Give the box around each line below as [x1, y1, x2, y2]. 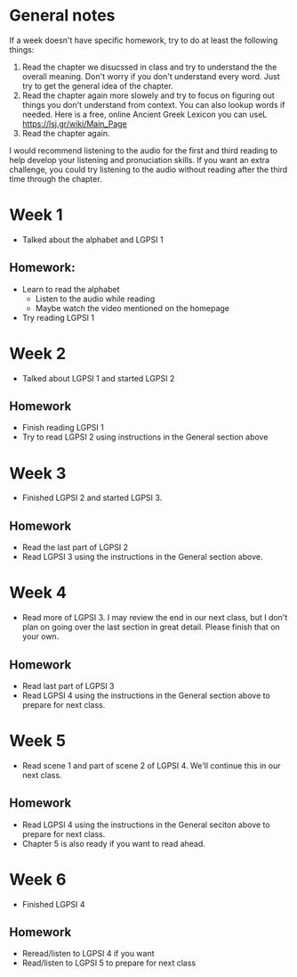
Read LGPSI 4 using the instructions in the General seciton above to [21, 819, 270, 830]
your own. [21, 631, 60, 642]
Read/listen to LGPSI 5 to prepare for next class [21, 957, 197, 968]
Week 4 [9, 583, 67, 603]
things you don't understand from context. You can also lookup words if [21, 99, 285, 110]
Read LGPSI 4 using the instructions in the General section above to [21, 690, 271, 701]
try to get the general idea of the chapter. [21, 80, 173, 91]
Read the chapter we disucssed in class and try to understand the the [21, 62, 277, 72]
